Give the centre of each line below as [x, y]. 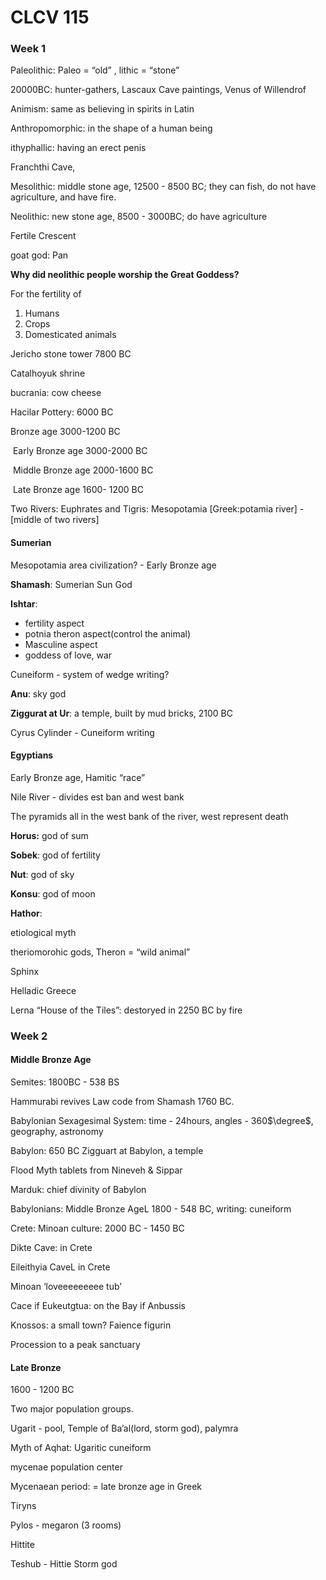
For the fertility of [46, 294]
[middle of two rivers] [55, 520]
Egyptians [32, 755]
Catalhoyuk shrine [48, 373]
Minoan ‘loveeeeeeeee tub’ [66, 1287]
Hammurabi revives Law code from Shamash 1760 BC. [122, 1102]
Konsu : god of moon [53, 893]
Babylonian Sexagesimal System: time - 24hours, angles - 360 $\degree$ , [162, 1121]
